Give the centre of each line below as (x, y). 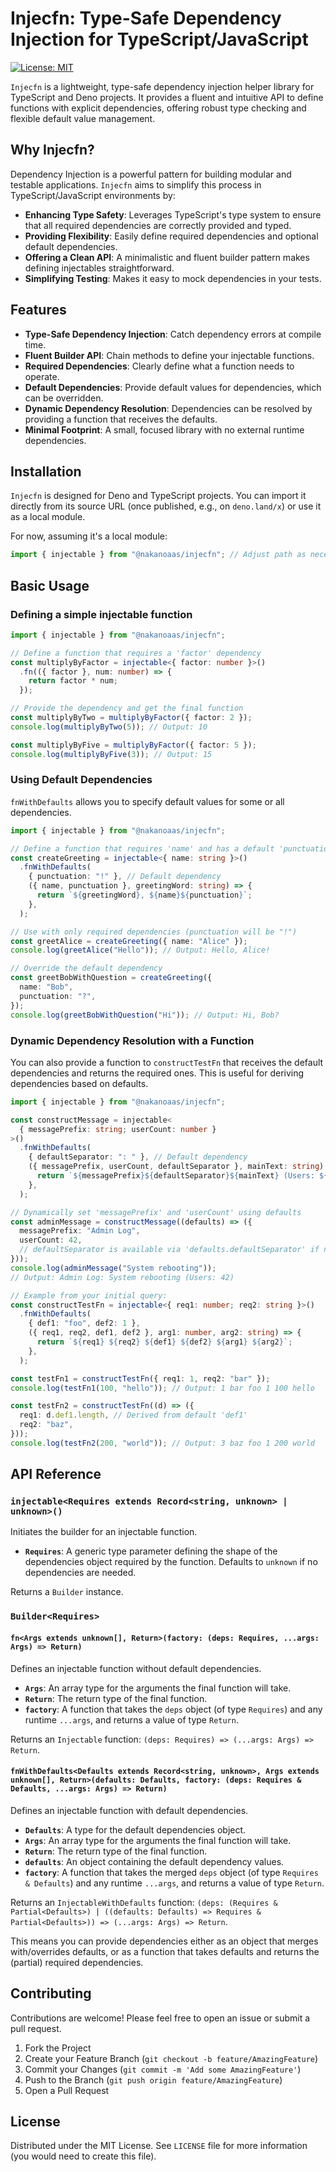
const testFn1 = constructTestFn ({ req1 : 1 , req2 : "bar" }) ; (140, 1378)
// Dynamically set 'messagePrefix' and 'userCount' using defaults (156, 1212)
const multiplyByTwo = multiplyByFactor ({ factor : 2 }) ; (131, 718)
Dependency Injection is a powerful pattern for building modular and (151, 174)
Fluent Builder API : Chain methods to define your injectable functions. (169, 355)
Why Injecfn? (52, 150)
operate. (42, 376)
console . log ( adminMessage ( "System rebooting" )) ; (113, 1268)
